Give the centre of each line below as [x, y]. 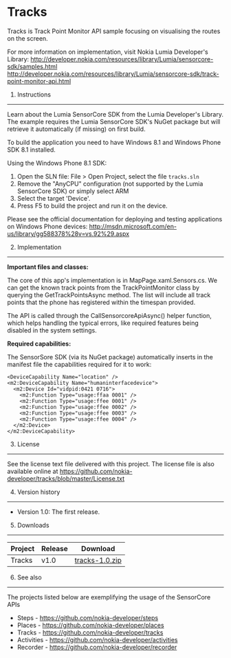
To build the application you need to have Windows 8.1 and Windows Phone [114, 142]
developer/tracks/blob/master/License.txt [66, 478]
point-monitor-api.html [39, 81]
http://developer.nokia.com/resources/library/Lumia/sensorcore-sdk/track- [113, 74]
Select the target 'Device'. [54, 198]
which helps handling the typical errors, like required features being [103, 323]
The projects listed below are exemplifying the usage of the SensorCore [109, 597]
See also [30, 577]
